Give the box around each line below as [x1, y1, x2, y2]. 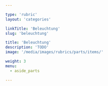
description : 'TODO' [5, 45, 49, 50]
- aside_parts [10, 68, 40, 73]
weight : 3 [5, 59, 26, 64]
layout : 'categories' [5, 16, 51, 22]
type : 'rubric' [5, 12, 38, 17]
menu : [5, 63, 17, 69]
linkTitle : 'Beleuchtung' [5, 26, 60, 31]
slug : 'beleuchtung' [5, 31, 49, 36]
